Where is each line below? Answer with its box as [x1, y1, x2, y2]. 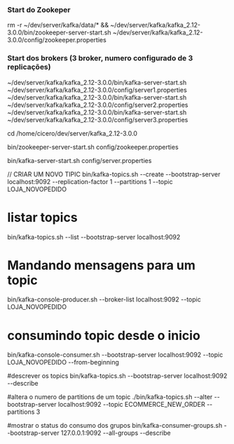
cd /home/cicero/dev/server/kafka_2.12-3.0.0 [7, 129, 138, 138]
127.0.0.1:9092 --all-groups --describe [60, 429, 171, 437]
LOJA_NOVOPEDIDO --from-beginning [7, 358, 119, 367]
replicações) [7, 62, 51, 72]
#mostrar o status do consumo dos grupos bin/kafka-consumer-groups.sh [7, 422, 223, 430]
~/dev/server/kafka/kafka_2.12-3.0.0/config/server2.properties [7, 100, 188, 109]
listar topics [7, 209, 78, 226]
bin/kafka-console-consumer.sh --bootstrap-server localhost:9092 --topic [7, 351, 223, 359]
